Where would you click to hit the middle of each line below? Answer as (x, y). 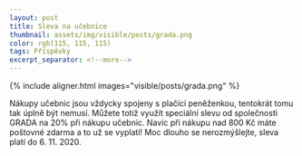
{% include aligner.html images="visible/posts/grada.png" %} (125, 86)
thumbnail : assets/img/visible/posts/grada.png (101, 34)
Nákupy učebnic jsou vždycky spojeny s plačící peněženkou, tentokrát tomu (151, 103)
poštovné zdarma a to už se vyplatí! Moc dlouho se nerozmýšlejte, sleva (144, 132)
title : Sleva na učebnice (58, 26)
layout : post (34, 18)
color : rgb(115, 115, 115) (60, 43)
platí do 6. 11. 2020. (45, 142)
